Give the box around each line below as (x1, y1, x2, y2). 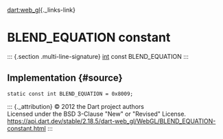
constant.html (7, 124, 46, 132)
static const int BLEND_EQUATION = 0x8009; (7, 90, 134, 97)
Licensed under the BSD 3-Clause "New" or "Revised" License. (7, 110, 187, 118)
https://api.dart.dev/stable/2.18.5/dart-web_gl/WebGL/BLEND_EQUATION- (7, 116, 216, 125)
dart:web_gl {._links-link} (7, 6, 75, 14)
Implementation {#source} (7, 72, 124, 84)
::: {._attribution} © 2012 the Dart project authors (7, 102, 144, 110)
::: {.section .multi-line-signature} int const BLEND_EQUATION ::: (7, 52, 189, 60)
